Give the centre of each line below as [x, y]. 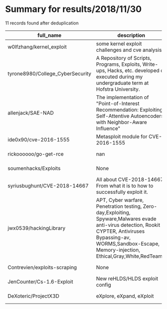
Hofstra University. [118, 89]
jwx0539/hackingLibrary [37, 228]
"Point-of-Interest [118, 103]
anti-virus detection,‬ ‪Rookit [128, 225]
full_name [49, 35]
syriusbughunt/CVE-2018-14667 [48, 185]
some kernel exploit [119, 43]
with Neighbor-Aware [122, 122]
